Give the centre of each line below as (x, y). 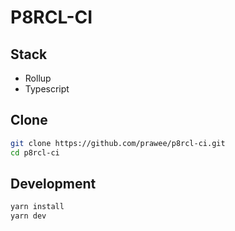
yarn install (37, 207)
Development (53, 183)
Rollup (38, 78)
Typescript (47, 89)
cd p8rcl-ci (35, 152)
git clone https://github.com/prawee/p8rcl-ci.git (118, 143)
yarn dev (28, 216)
